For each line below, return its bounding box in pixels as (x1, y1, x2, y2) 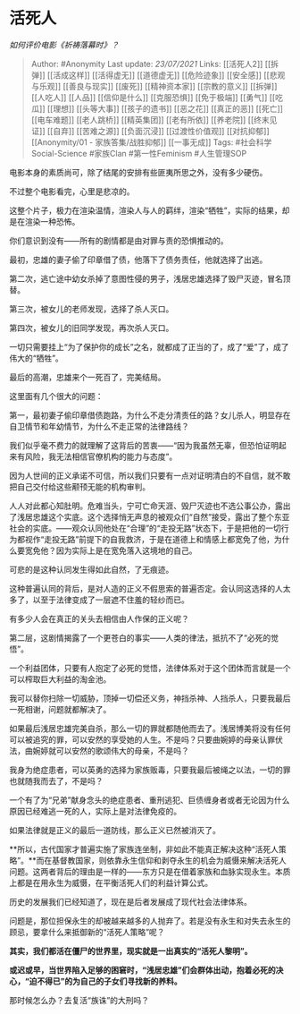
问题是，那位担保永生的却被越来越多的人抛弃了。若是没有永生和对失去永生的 (9, 915, 291, 926)
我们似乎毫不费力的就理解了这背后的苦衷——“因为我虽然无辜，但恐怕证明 (9, 439, 279, 450)
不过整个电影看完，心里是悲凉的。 (9, 185, 135, 197)
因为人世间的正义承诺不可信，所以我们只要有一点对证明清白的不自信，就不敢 (9, 470, 291, 481)
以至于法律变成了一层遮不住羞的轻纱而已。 (32, 594, 189, 605)
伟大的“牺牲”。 (9, 353, 64, 363)
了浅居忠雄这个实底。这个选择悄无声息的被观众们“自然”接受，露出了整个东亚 (9, 511, 290, 522)
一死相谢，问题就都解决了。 (9, 703, 112, 714)
